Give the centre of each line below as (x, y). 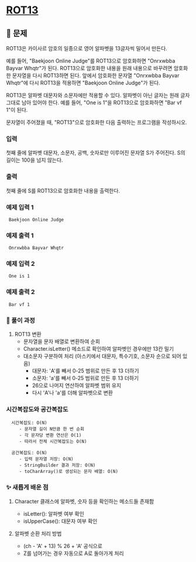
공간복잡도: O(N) (29, 453)
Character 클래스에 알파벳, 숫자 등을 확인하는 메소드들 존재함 (84, 501)
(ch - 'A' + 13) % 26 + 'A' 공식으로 (63, 546)
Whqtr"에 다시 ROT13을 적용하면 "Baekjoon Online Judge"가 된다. (83, 83)
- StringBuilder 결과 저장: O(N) (57, 465)
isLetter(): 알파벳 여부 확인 (54, 513)
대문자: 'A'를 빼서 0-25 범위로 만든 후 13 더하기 (85, 371)
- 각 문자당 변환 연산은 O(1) (50, 436)
